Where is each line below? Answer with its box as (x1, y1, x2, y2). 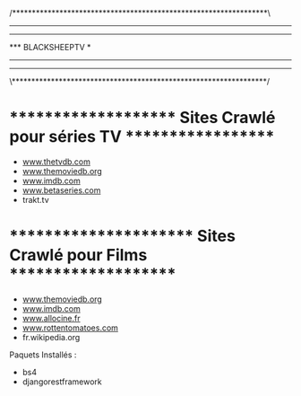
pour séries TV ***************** (9, 127, 275, 147)
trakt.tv (21, 194, 49, 205)
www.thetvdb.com (21, 156, 91, 167)
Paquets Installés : (9, 349, 77, 360)
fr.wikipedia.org (21, 331, 81, 342)
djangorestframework (21, 376, 102, 387)
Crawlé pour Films (9, 245, 148, 266)
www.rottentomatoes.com (21, 322, 119, 333)
